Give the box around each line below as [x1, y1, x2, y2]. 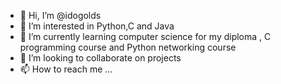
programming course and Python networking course [19, 41, 237, 53]
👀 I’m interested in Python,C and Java [19, 20, 175, 32]
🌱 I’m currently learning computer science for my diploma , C [19, 31, 272, 42]
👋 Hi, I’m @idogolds [19, 10, 102, 21]
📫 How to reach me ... [19, 63, 113, 75]
